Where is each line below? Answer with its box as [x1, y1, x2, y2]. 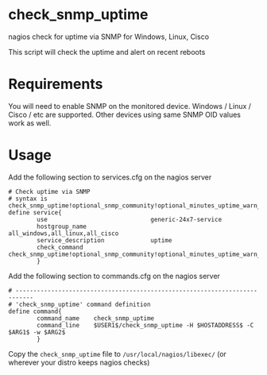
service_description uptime [37, 236, 172, 244]
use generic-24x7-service [37, 215, 222, 223]
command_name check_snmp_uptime [37, 314, 155, 323]
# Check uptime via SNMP [8, 187, 91, 195]
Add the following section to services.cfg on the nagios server [8, 172, 212, 182]
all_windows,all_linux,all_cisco [8, 229, 119, 238]
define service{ [8, 208, 62, 216]
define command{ [8, 307, 62, 315]
